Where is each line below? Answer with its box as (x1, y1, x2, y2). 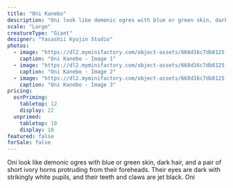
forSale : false (7, 139, 51, 146)
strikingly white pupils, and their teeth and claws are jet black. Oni (7, 173, 196, 181)
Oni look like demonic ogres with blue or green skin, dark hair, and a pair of (7, 158, 222, 166)
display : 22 (19, 107, 54, 114)
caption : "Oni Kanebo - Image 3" (19, 81, 116, 88)
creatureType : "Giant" (7, 29, 73, 37)
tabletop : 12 (19, 101, 58, 108)
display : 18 (19, 126, 54, 133)
